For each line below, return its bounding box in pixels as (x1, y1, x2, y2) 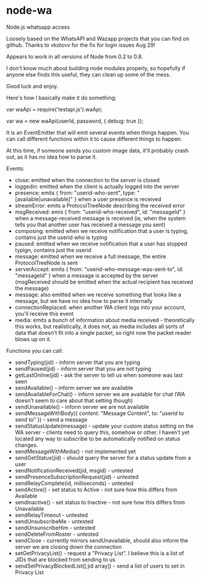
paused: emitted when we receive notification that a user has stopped (14, 240, 187, 247)
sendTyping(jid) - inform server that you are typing (14, 359, 141, 366)
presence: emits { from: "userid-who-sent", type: (14, 189, 136, 196)
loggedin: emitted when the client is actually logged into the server (14, 183, 179, 190)
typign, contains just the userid (14, 246, 92, 253)
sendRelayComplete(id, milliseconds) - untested (14, 480, 133, 487)
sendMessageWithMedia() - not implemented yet (14, 447, 136, 455)
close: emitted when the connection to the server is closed (14, 176, 160, 183)
